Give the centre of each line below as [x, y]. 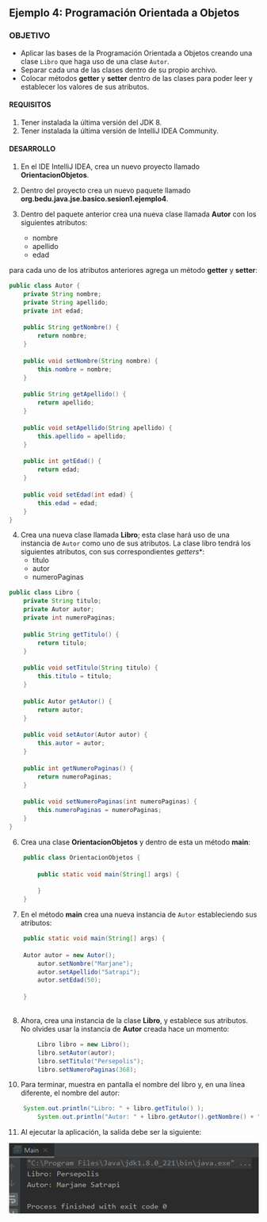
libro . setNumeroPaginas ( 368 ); [87, 1070]
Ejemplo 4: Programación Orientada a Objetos [124, 13]
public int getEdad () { [63, 462]
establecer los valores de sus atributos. [85, 86]
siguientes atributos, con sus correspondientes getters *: [113, 552]
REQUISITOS [30, 105]
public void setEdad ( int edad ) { [78, 495]
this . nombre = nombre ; [75, 369]
